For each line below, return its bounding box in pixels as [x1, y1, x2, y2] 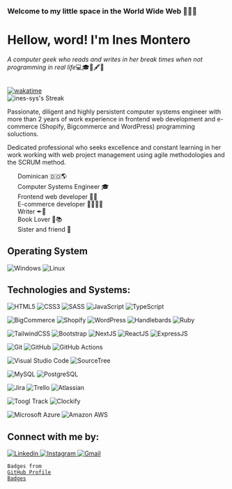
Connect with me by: [7, 430, 100, 442]
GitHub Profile [7, 469, 52, 476]
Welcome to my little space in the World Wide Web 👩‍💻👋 [7, 6, 197, 16]
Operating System [7, 246, 88, 257]
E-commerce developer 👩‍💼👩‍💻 [17, 200, 103, 208]
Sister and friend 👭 [17, 225, 72, 233]
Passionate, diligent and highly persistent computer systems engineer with [7, 107, 222, 116]
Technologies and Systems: [7, 284, 131, 296]
